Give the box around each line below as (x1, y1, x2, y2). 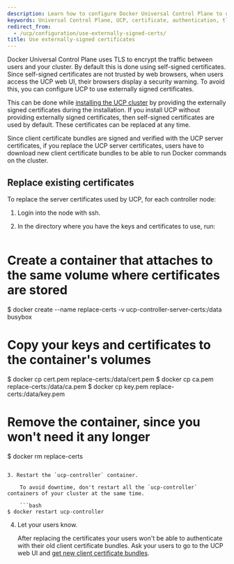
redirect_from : (7, 23, 52, 30)
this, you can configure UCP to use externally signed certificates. (7, 85, 194, 93)
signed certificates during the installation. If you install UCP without (7, 106, 201, 114)
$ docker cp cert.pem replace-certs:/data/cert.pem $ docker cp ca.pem (7, 374, 214, 383)
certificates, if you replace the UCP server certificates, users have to (7, 142, 204, 150)
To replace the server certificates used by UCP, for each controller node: (7, 195, 216, 203)
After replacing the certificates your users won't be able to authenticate (17, 534, 223, 542)
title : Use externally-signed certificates (7, 36, 136, 43)
